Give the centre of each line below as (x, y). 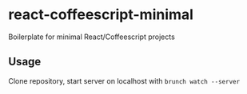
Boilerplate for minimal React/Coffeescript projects (92, 37)
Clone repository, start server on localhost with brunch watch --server (124, 80)
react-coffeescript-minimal (101, 15)
